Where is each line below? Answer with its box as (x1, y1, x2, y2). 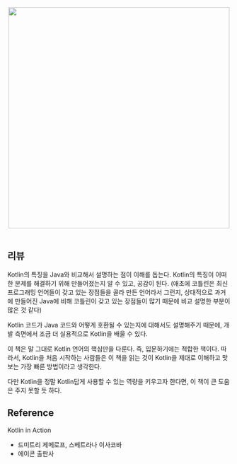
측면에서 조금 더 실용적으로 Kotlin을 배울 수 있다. (14, 329, 149, 338)
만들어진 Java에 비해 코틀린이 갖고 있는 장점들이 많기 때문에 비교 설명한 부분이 (14, 296, 231, 305)
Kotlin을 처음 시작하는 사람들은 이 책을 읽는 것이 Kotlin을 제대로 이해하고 (22, 353, 221, 361)
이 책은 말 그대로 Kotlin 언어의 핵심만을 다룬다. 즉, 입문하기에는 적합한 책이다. (7, 344, 219, 353)
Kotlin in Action (7, 426, 52, 434)
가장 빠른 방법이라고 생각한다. (20, 362, 102, 371)
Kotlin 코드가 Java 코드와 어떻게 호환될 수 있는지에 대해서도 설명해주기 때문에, (7, 320, 223, 329)
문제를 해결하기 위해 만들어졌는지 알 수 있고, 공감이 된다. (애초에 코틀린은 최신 (14, 279, 229, 287)
